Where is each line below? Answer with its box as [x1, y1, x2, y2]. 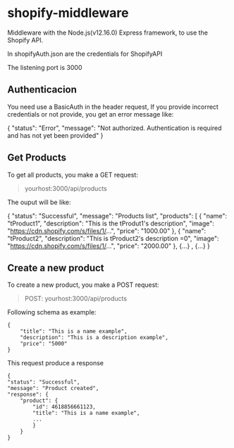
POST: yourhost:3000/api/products [24, 295, 128, 303]
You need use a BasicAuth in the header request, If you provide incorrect [7, 102, 218, 111]
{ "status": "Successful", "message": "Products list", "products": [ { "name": [7, 211, 228, 220]
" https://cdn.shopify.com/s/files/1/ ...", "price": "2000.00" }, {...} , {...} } [7, 242, 210, 250]
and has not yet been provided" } [7, 131, 104, 139]
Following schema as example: [7, 308, 97, 317]
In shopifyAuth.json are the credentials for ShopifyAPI [7, 49, 163, 58]
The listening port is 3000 [7, 63, 82, 71]
